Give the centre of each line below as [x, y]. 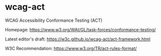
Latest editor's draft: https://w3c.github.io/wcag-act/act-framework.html [78, 39]
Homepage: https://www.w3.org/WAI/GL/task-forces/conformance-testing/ [80, 29]
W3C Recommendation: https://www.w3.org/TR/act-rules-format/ [71, 48]
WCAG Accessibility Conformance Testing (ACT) [54, 20]
